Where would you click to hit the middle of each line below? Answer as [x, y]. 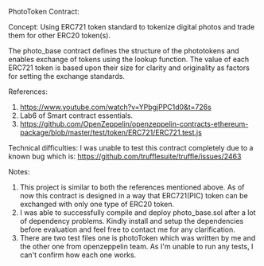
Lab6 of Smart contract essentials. [76, 115]
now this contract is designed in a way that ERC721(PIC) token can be [134, 196]
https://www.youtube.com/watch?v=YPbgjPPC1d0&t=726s [116, 107]
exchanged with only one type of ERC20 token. [97, 204]
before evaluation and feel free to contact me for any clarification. [128, 229]
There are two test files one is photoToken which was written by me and [138, 238]
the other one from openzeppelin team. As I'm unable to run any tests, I [136, 246]
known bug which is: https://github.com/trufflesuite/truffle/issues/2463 [125, 156]
